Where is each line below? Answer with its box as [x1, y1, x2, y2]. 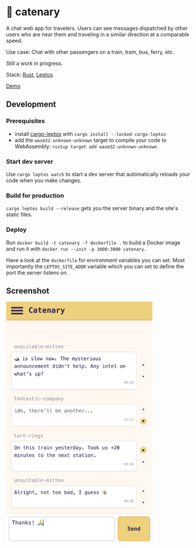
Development [6, 100, 57, 109]
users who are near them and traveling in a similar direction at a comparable [6, 30, 190, 37]
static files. [6, 211, 33, 218]
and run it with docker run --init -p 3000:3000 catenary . [6, 245, 146, 252]
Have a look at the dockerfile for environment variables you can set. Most [6, 256, 185, 263]
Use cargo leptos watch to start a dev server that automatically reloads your [6, 170, 190, 177]
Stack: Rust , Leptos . [6, 71, 54, 78]
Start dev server [6, 157, 54, 166]
